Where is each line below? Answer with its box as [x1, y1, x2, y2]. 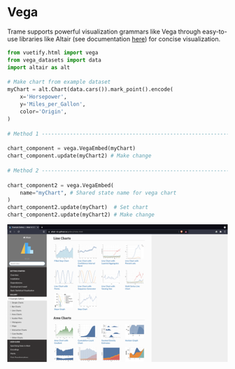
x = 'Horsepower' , [20, 94, 68, 101]
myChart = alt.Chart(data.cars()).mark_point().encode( [7, 86, 173, 93]
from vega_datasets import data [7, 57, 101, 64]
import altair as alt [7, 64, 71, 71]
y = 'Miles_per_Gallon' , [20, 101, 86, 108]
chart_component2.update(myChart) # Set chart [7, 204, 149, 211]
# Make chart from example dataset [7, 78, 111, 86]
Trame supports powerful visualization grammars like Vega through [7, 27, 201, 36]
